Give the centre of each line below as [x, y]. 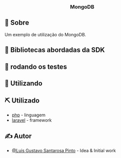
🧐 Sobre [17, 23]
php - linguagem [29, 115]
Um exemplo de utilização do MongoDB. [45, 34]
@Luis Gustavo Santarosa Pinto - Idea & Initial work [64, 150]
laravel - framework [32, 120]
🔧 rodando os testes [36, 66]
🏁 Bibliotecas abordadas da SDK [55, 50]
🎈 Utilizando [24, 83]
